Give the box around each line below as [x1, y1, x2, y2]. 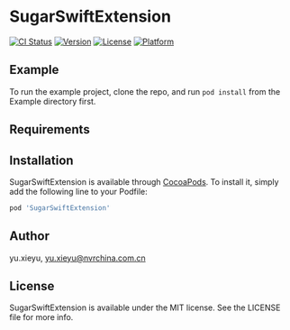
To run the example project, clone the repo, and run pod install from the [9, 86, 281, 96]
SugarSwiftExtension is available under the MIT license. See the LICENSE [9, 302, 281, 313]
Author [9, 228, 50, 244]
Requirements [9, 122, 90, 137]
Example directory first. [9, 96, 96, 106]
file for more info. [9, 312, 74, 323]
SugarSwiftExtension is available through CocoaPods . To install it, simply [9, 176, 279, 187]
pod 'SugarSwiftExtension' [9, 203, 111, 213]
